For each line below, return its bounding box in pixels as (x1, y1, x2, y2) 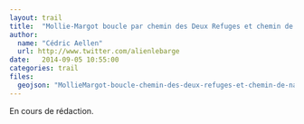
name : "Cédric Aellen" (17, 38, 103, 48)
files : (9, 72, 34, 81)
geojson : (17, 81, 51, 90)
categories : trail (9, 64, 79, 73)
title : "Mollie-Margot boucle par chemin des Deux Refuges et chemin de (9, 22, 294, 31)
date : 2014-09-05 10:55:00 (9, 55, 119, 64)
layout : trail (9, 13, 63, 23)
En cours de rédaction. (9, 105, 94, 116)
